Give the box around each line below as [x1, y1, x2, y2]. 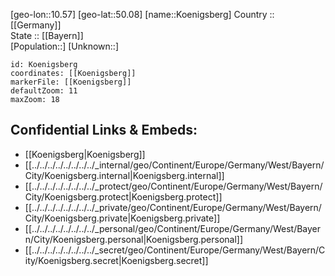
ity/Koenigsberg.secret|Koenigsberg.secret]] [24, 254, 209, 266]
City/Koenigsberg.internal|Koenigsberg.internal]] [24, 169, 225, 181]
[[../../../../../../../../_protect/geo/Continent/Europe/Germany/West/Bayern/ [24, 180, 323, 192]
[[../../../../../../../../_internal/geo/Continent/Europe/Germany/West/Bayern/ [24, 159, 325, 171]
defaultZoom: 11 [10, 86, 78, 96]
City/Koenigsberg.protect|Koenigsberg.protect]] [24, 190, 223, 203]
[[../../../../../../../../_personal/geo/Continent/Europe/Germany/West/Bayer [24, 222, 322, 234]
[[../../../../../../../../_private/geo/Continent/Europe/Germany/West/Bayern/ [24, 201, 322, 213]
